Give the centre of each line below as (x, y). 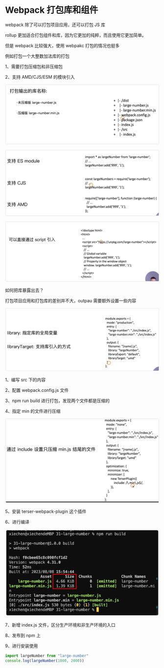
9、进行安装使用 (22, 646)
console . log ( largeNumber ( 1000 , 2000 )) (45, 661)
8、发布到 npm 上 (23, 635)
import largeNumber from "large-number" (47, 656)
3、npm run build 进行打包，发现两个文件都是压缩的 (58, 401)
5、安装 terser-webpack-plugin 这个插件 (46, 511)
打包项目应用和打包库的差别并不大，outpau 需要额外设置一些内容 (71, 300)
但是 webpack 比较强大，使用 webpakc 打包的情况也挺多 (62, 45)
